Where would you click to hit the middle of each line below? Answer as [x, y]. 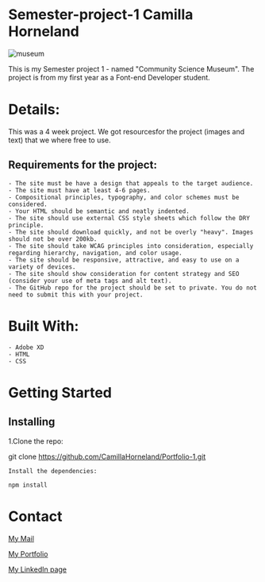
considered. [28, 204]
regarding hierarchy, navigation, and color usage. [95, 253]
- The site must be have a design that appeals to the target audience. [131, 183]
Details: [34, 110]
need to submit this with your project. [76, 295]
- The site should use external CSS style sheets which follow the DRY [129, 218]
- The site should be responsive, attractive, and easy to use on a [124, 260]
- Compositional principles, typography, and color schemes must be [124, 197]
